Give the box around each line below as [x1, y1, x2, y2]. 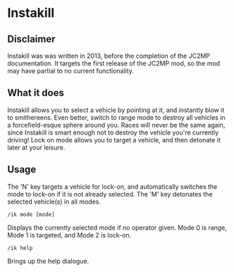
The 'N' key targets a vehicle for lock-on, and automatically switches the [7, 182, 218, 191]
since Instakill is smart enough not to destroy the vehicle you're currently [7, 128, 219, 137]
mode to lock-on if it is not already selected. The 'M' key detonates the [7, 190, 213, 198]
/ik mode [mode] [7, 211, 55, 218]
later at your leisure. [7, 143, 66, 152]
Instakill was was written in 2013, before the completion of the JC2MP [7, 51, 210, 60]
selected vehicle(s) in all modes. [7, 197, 101, 206]
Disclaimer [7, 33, 56, 45]
